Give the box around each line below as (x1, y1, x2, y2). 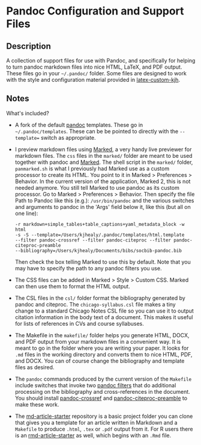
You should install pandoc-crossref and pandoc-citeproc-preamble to (14, 394, 188, 402)
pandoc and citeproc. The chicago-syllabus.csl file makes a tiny (14, 300, 176, 308)
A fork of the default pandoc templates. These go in (14, 121, 143, 128)
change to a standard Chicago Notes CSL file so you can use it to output (14, 307, 194, 314)
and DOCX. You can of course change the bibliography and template (14, 357, 185, 364)
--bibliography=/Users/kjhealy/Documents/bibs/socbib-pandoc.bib (14, 247, 182, 254)
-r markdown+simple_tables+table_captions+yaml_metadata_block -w (14, 221, 185, 227)
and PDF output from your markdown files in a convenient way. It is (14, 338, 181, 345)
